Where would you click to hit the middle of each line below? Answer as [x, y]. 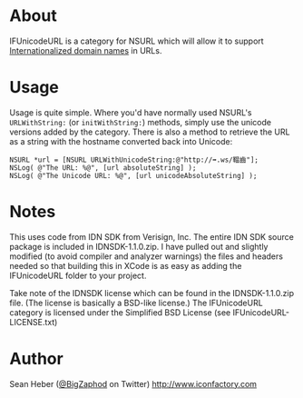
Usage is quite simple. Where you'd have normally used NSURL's [131, 112]
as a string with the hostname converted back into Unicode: [121, 141]
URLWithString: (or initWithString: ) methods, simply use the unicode [141, 122]
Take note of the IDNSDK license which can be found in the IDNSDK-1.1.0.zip [152, 293]
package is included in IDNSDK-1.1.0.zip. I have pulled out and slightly [139, 246]
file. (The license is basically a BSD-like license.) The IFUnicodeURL [136, 303]
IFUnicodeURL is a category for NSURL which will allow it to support [137, 41]
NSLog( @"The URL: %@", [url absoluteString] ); [103, 168]
